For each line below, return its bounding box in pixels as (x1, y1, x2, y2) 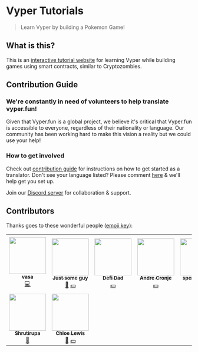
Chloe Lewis (55, 330, 85, 337)
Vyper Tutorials (6, 4, 84, 18)
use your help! (6, 137, 41, 144)
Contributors (6, 206, 55, 216)
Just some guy (52, 275, 88, 281)
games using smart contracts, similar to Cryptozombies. (6, 62, 142, 70)
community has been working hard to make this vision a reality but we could (6, 131, 192, 138)
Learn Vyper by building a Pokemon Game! (20, 24, 125, 31)
